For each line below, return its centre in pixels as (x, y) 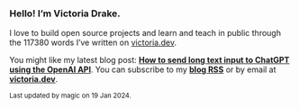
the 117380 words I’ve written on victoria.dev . (93, 42)
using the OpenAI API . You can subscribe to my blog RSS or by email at (143, 69)
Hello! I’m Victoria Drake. (65, 14)
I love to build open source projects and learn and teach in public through (145, 33)
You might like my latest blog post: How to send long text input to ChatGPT (149, 60)
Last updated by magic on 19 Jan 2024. (71, 96)
